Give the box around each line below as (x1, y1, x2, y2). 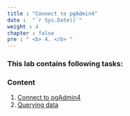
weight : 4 (7, 23, 39, 30)
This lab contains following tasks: (7, 59, 124, 69)
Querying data (17, 101, 59, 109)
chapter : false (7, 29, 54, 37)
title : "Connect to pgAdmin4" (7, 10, 98, 17)
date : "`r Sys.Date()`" (7, 17, 82, 24)
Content (7, 77, 36, 87)
